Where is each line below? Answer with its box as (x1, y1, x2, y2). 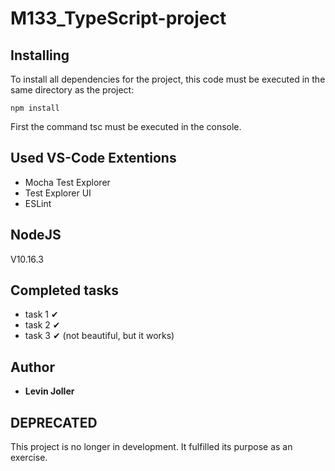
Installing (10, 47, 70, 64)
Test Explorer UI (24, 187, 92, 199)
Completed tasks (10, 282, 119, 299)
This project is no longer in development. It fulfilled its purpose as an (10, 441, 293, 453)
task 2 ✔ (24, 319, 61, 331)
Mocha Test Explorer (24, 176, 111, 188)
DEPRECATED (10, 414, 98, 431)
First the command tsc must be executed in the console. (10, 121, 242, 132)
